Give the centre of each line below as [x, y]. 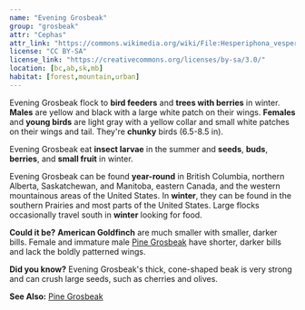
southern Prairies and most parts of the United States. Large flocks [135, 205]
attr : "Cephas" [38, 34]
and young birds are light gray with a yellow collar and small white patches [150, 121]
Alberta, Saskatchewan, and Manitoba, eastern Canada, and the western [145, 186]
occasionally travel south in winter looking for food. [106, 215]
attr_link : [30, 43]
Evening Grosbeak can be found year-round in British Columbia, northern [147, 176]
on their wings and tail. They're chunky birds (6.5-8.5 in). [117, 131]
